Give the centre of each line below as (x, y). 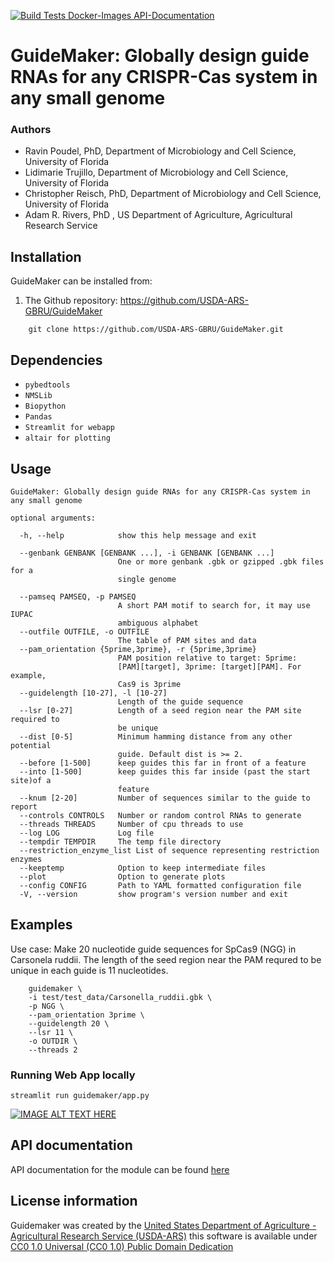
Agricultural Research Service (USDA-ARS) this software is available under (164, 1236)
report (24, 806)
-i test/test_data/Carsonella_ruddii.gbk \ (120, 997)
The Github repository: (71, 301)
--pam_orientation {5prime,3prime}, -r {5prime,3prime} (138, 649)
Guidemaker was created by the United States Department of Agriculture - (163, 1225)
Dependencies (56, 360)
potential (31, 745)
